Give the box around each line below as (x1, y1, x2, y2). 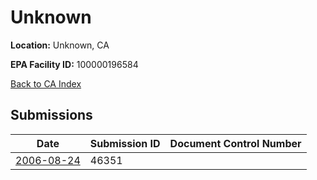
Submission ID (89, 136, 161, 150)
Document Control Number (169, 136, 302, 150)
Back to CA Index (10, 77, 82, 90)
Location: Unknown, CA (10, 39, 110, 51)
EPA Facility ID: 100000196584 (10, 58, 139, 70)
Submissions (10, 107, 93, 124)
